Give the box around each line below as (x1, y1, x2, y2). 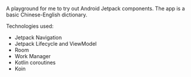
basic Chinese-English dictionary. (6, 11, 88, 18)
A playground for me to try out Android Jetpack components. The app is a (6, 5, 185, 12)
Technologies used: (6, 23, 54, 29)
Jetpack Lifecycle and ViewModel (14, 41, 97, 47)
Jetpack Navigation (14, 34, 62, 41)
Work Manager (14, 53, 51, 59)
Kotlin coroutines (14, 59, 56, 66)
